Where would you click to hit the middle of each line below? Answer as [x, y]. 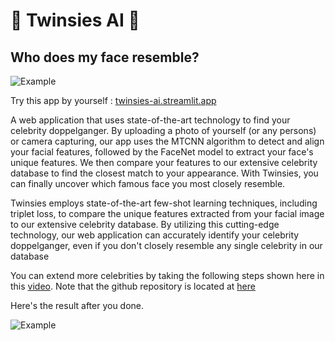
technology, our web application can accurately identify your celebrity [155, 235]
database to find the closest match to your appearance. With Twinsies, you [164, 173]
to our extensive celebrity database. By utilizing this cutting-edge [145, 224]
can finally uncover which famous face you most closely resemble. [148, 183]
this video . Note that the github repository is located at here [133, 286]
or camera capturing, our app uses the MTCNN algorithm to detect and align [167, 141]
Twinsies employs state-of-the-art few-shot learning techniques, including [164, 203]
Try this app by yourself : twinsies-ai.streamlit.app [113, 100]
